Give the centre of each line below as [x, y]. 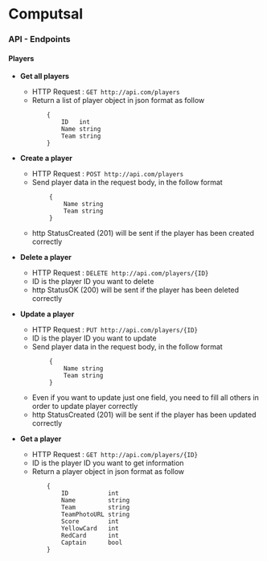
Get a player [41, 439]
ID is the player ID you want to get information [108, 463]
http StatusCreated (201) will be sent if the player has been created [143, 233]
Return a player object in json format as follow [108, 472]
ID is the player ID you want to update [94, 338]
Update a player [47, 314]
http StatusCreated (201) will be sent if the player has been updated [144, 415]
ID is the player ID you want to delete [93, 282]
